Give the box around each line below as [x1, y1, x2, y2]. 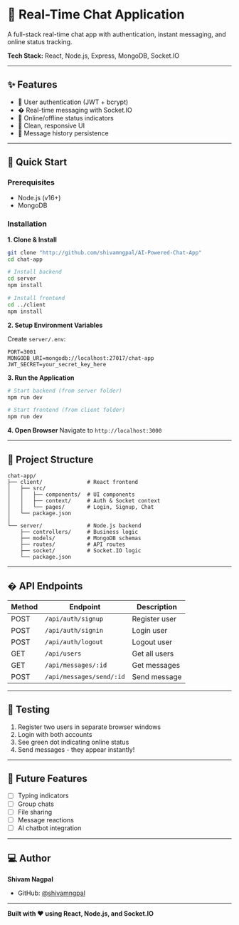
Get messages [132, 660, 180, 670]
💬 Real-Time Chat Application [7, 6, 185, 23]
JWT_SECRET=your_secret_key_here [7, 361, 107, 368]
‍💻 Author [7, 852, 51, 864]
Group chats [17, 800, 55, 808]
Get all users [132, 648, 174, 658]
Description [136, 601, 178, 611]
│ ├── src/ [7, 485, 46, 492]
